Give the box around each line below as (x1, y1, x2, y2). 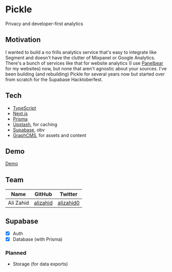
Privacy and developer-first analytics (5, 21, 84, 27)
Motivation (5, 35, 41, 44)
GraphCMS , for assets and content (12, 132, 86, 138)
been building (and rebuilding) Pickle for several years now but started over (5, 71, 165, 77)
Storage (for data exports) (12, 261, 68, 267)
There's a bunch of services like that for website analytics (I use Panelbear (5, 60, 163, 66)
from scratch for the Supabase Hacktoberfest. (5, 76, 103, 83)
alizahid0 (57, 199, 80, 206)
